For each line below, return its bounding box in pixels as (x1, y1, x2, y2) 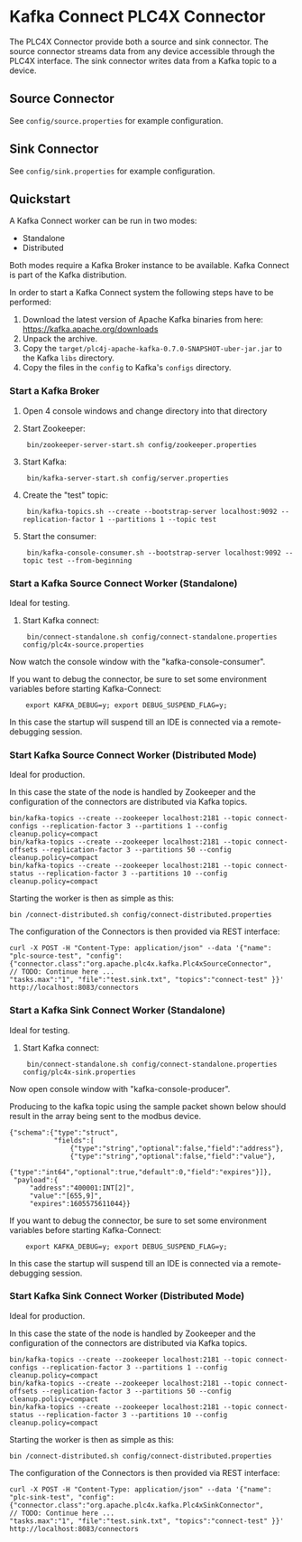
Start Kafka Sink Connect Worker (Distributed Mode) (9, 1290, 245, 1303)
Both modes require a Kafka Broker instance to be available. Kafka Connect (9, 260, 289, 271)
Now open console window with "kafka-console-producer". (9, 1083, 231, 1094)
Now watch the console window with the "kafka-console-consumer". (9, 656, 266, 667)
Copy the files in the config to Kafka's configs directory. (22, 362, 232, 373)
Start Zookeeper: (22, 423, 86, 434)
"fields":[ (53, 1135, 95, 1145)
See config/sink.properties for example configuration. (9, 165, 215, 176)
